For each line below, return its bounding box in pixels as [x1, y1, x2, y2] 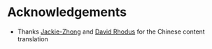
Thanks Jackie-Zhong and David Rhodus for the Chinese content [17, 27, 205, 36]
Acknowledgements [7, 4, 127, 20]
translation [17, 34, 49, 43]
